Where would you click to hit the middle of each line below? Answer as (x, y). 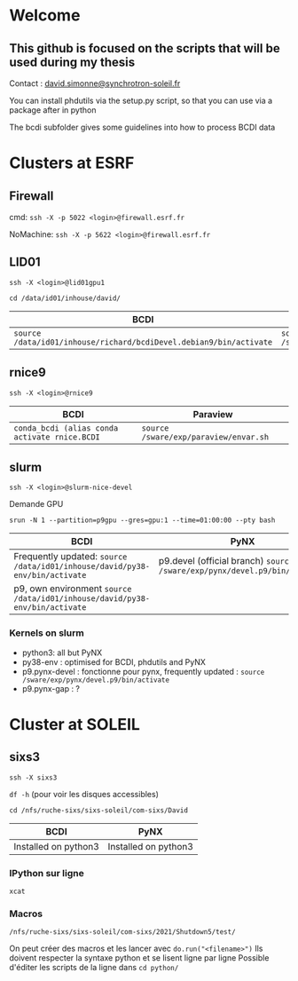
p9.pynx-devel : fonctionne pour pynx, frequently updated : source (143, 671)
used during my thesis (72, 62)
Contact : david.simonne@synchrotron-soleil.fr (95, 83)
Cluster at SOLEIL (74, 724)
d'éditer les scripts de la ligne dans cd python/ (94, 968)
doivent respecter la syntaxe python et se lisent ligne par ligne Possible (139, 958)
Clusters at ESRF (72, 163)
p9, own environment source (73, 589)
